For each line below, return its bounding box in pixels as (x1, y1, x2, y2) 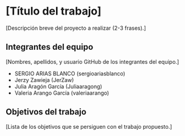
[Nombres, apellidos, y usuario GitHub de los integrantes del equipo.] (5, 58, 180, 65)
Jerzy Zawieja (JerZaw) (14, 76, 74, 83)
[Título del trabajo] (5, 4, 102, 18)
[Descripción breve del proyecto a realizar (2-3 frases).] (5, 24, 147, 32)
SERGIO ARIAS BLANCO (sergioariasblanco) (14, 70, 125, 77)
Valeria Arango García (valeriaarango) (14, 89, 110, 97)
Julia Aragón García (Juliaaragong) (14, 83, 103, 90)
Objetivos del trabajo (5, 107, 86, 117)
